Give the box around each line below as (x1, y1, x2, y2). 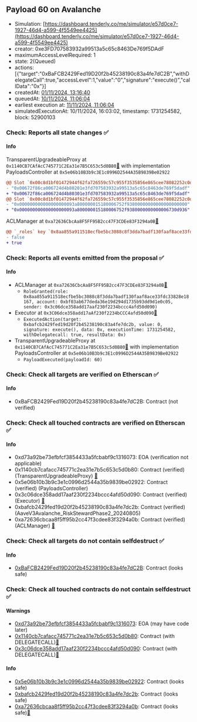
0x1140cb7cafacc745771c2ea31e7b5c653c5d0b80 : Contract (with (14, 633, 175, 640)
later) (14, 626, 28, 633)
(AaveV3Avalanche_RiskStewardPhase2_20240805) (14, 510, 141, 517)
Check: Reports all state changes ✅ (6, 128, 109, 137)
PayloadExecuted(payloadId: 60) (23, 357, 103, 362)
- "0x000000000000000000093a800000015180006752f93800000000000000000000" (6, 202, 191, 208)
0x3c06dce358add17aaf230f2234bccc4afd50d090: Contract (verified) (14, 491, 188, 498)
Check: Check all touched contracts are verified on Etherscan (6, 419, 185, 427)
